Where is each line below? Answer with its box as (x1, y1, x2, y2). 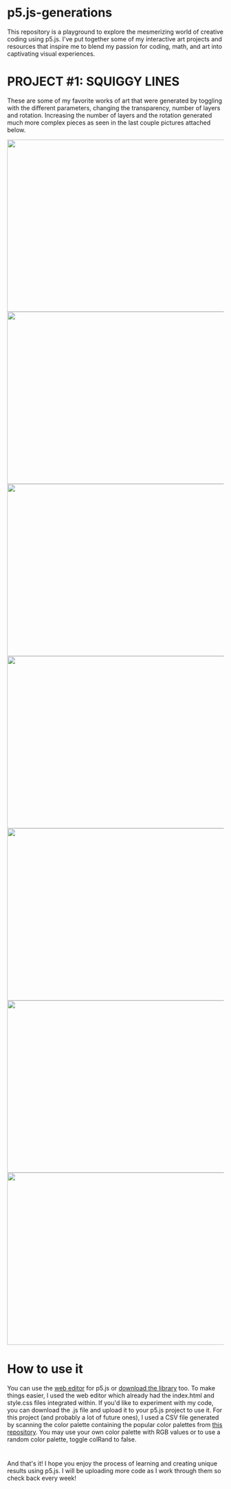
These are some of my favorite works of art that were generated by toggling (7, 96, 222, 105)
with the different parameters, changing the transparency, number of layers (7, 103, 221, 112)
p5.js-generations (7, 5, 113, 21)
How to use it (7, 1362, 84, 1377)
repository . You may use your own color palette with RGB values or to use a (7, 1428, 221, 1436)
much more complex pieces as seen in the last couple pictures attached (7, 118, 211, 127)
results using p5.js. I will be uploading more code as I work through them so (7, 1467, 221, 1475)
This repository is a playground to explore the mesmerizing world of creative (7, 28, 224, 36)
